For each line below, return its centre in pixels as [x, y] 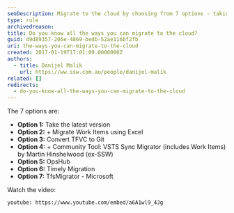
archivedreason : [31, 26]
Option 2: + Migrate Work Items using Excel [80, 132]
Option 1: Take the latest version [64, 125]
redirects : [23, 85]
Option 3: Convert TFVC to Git [61, 139]
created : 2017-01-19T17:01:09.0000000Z [65, 53]
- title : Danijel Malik [48, 65]
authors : [20, 59]
